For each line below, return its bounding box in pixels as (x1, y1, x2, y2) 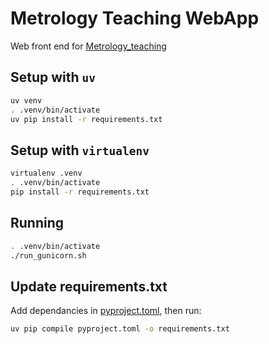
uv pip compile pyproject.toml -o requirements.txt (10, 324, 230, 334)
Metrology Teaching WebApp (10, 7, 260, 30)
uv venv (10, 95, 43, 106)
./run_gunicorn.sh (10, 250, 87, 261)
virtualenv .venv (10, 168, 83, 179)
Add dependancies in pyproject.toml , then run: (10, 305, 202, 317)
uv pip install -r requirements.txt (10, 114, 163, 124)
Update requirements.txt (10, 278, 168, 295)
